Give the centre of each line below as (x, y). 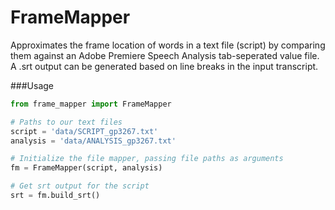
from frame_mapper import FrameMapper (91, 104)
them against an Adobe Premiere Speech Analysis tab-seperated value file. (165, 55)
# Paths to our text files (66, 122)
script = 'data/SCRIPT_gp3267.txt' (84, 131)
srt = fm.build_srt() (55, 196)
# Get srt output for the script (80, 186)
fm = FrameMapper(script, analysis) (86, 168)
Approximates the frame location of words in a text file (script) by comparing (168, 45)
